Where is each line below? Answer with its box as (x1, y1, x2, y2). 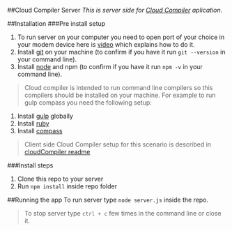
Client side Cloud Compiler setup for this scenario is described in (24, 140, 211, 149)
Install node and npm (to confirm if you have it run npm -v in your (17, 63, 203, 70)
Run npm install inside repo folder (17, 182, 117, 191)
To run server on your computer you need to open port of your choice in (17, 33, 225, 41)
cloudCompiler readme (24, 148, 91, 156)
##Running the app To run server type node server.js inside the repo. (7, 195, 209, 204)
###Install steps (7, 161, 54, 170)
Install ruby (17, 119, 50, 128)
